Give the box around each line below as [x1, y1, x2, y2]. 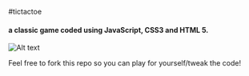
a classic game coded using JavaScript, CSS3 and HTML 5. [8, 25, 209, 34]
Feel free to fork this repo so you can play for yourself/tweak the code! [8, 58, 242, 68]
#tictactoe [8, 7, 42, 16]
